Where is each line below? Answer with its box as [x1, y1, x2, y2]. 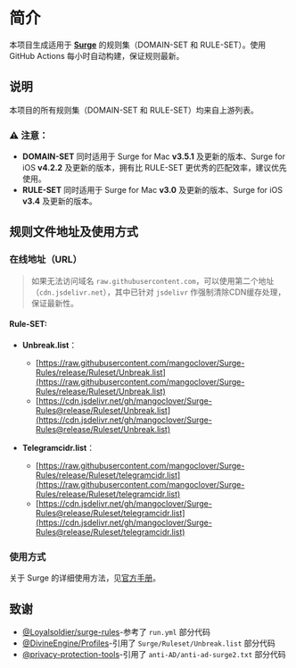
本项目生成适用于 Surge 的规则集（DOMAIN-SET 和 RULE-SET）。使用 [9, 39, 267, 50]
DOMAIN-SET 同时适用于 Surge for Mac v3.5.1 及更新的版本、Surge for [21, 151, 285, 162]
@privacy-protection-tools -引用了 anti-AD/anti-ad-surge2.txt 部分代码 [21, 649, 286, 660]
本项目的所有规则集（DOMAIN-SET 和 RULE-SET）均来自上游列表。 [9, 104, 259, 115]
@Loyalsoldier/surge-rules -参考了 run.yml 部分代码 [21, 627, 211, 638]
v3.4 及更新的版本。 [21, 196, 98, 206]
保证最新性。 [30, 297, 78, 308]
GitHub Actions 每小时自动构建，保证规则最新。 [9, 50, 185, 61]
